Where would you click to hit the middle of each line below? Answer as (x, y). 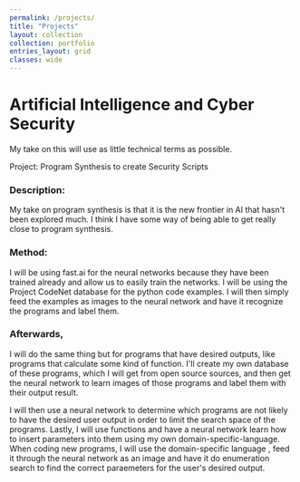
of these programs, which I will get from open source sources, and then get (150, 373)
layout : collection (46, 34)
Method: (29, 253)
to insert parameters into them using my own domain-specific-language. (145, 439)
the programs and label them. (64, 311)
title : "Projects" (44, 26)
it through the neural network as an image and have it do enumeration (140, 458)
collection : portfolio (52, 43)
